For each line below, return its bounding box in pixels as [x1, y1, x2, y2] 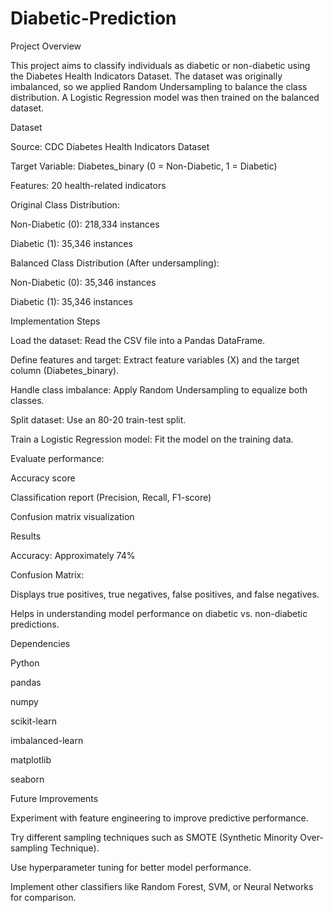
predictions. [10, 618, 60, 630]
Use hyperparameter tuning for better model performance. [10, 861, 252, 873]
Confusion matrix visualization [10, 510, 135, 522]
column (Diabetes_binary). [10, 364, 120, 376]
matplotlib [10, 753, 52, 766]
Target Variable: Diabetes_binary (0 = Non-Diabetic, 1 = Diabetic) [10, 160, 278, 172]
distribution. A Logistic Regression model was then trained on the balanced [10, 91, 320, 103]
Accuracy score [10, 472, 76, 484]
